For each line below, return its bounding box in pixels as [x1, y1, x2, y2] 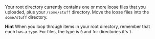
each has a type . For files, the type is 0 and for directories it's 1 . [5, 29, 133, 34]
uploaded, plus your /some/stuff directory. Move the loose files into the [5, 9, 149, 15]
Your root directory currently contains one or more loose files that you [5, 4, 146, 10]
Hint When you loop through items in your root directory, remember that [5, 24, 150, 29]
